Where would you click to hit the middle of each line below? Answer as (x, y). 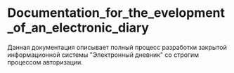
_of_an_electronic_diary (78, 28)
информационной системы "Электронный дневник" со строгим (103, 55)
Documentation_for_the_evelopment (116, 13)
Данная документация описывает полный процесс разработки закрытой (117, 47)
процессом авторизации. (45, 62)
